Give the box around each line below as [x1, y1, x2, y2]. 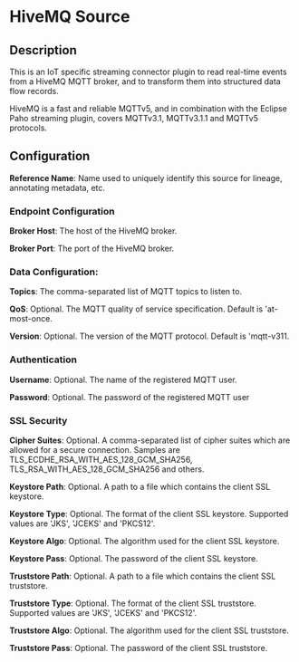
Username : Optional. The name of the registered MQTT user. [9, 374, 237, 385]
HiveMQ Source [9, 6, 130, 27]
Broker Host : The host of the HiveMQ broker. [9, 225, 178, 236]
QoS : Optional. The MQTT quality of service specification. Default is [9, 303, 264, 314]
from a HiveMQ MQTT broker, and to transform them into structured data [9, 76, 281, 87]
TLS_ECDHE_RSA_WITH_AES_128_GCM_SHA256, [9, 455, 193, 465]
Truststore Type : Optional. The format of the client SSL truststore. [9, 598, 256, 609]
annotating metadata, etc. [9, 182, 106, 193]
